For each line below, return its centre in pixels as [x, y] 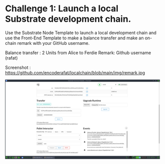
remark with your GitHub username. [53, 43]
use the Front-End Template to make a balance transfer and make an [74, 38]
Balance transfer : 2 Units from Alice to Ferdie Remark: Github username [78, 53]
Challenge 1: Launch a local [62, 9]
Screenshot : [18, 67]
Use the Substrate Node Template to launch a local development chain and [81, 33]
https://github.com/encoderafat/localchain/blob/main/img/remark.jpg [75, 72]
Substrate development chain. [68, 19]
